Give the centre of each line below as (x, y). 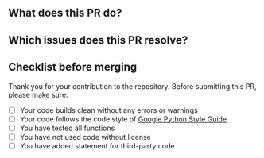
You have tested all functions (67, 128)
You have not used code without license (85, 137)
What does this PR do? (65, 13)
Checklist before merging (73, 67)
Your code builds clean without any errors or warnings (109, 110)
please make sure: (39, 94)
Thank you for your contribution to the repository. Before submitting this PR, (132, 86)
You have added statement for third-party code (97, 145)
